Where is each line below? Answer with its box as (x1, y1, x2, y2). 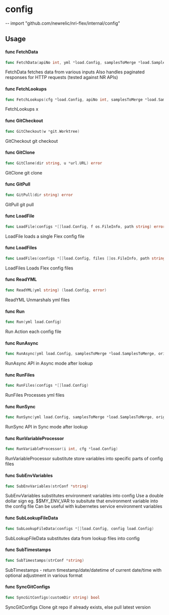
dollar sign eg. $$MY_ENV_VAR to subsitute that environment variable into (5, 498, 158, 504)
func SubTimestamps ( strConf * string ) (5, 558, 84, 563)
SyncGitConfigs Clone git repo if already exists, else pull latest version (5, 604, 151, 610)
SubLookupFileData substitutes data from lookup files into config (5, 535, 140, 541)
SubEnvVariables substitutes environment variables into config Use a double (5, 493, 163, 499)
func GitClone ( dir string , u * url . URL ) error (5, 160, 102, 165)
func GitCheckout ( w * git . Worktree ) (5, 129, 80, 134)
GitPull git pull (5, 201, 34, 207)
